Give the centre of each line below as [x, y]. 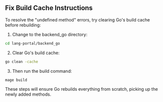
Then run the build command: [42, 71]
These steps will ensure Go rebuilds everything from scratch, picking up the [81, 89]
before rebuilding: [23, 25]
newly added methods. [28, 94]
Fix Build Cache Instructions [49, 8]
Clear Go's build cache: [36, 53]
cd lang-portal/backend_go [33, 43]
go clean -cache [22, 61]
